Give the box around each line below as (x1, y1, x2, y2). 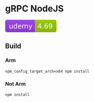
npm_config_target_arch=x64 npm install (5, 69, 90, 74)
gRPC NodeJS (5, 3, 64, 14)
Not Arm (5, 80, 26, 87)
